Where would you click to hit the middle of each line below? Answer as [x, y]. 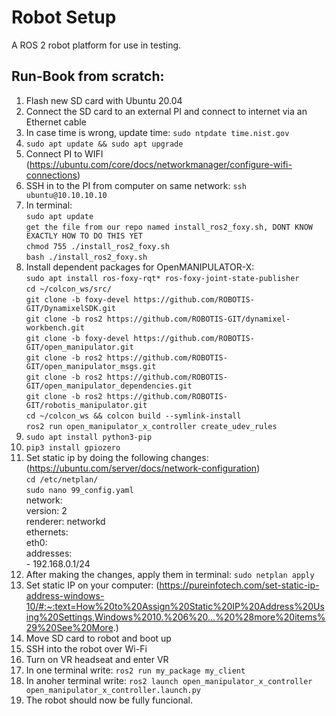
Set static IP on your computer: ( [92, 585]
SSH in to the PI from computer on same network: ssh [136, 185]
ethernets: [47, 532]
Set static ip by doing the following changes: [117, 457]
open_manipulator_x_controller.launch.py [113, 690]
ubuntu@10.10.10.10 [66, 195]
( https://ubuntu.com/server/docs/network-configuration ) [143, 468]
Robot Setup [64, 17]
